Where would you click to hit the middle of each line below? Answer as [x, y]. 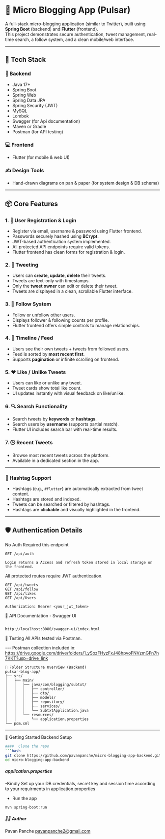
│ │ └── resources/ [29, 715]
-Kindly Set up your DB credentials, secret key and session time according [80, 784]
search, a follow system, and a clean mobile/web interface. [75, 39]
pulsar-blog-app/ [23, 671]
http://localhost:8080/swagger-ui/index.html [52, 629]
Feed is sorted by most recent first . [48, 354]
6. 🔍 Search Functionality [36, 407]
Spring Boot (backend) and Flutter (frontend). [52, 29]
